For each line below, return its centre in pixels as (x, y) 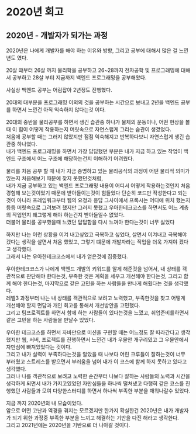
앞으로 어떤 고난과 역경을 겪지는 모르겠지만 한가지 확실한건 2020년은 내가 (90, 410)
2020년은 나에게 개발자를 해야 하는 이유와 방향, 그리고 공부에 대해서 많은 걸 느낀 (97, 51)
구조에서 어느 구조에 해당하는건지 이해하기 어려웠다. (75, 159)
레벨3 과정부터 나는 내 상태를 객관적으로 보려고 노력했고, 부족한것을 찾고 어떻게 (96, 298)
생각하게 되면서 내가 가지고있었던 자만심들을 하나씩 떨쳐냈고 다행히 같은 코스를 (95, 383)
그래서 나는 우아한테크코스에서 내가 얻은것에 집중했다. (67, 256)
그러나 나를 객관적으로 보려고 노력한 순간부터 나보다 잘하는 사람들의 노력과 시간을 (98, 376)
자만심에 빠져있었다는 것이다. (39, 347)
